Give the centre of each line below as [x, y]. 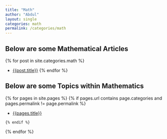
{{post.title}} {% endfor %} [40, 70]
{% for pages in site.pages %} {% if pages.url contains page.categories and [84, 98]
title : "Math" [20, 10]
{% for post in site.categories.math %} [45, 60]
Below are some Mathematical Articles [67, 49]
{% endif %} [18, 122]
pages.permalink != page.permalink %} [46, 103]
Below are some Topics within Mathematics [74, 86]
